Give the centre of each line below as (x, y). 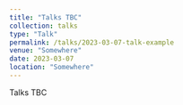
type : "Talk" (34, 34)
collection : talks (44, 26)
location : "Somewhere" (52, 68)
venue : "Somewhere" (46, 51)
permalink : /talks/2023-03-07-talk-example (92, 42)
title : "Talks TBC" (46, 17)
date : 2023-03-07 (42, 59)
